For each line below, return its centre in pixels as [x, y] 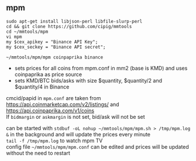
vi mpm [14, 37]
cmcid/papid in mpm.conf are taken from [54, 98]
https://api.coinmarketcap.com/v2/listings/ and [63, 104]
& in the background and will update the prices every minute [78, 134]
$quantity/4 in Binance [42, 87]
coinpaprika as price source [48, 74]
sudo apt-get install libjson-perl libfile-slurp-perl [74, 21]
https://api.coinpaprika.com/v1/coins [50, 110]
